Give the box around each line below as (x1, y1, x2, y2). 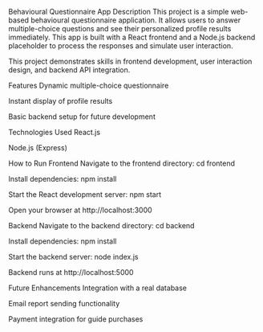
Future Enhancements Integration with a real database (8, 283, 187, 293)
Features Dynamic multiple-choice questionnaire (8, 80, 169, 90)
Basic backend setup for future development (8, 112, 156, 121)
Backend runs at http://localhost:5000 (8, 268, 134, 277)
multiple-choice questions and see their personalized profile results (8, 24, 232, 33)
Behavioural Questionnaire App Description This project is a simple (8, 7, 229, 16)
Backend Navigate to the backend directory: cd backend (8, 221, 195, 230)
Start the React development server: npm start (8, 190, 162, 199)
